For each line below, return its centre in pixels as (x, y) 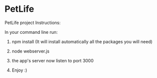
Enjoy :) (19, 70)
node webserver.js (31, 51)
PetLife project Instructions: (33, 23)
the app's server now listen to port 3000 (53, 60)
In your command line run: (31, 32)
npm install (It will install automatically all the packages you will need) (82, 41)
